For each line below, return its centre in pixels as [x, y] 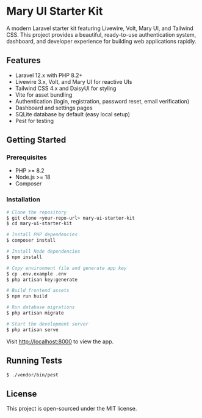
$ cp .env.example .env [37, 274]
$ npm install [24, 257]
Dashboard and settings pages [54, 108]
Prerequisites [27, 157]
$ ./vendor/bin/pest [33, 375]
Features [23, 60]
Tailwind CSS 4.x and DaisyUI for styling [66, 88]
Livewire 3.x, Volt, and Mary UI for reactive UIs [74, 81]
